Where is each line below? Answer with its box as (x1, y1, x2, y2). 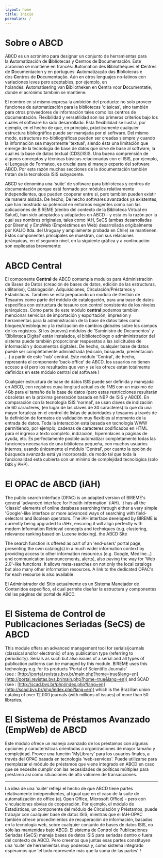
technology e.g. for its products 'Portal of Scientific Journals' (5, 666, 127, 672)
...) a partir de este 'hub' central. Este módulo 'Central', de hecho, (5, 354, 136, 360)
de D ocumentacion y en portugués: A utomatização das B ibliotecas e (5, 69, 143, 75)
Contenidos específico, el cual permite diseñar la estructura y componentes (5, 586, 157, 592)
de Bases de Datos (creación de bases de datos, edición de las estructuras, (5, 281, 156, 287)
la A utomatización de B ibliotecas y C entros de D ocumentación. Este (5, 58, 142, 64)
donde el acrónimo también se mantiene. (5, 90, 87, 95)
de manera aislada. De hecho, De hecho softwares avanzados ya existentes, (5, 196, 158, 202)
